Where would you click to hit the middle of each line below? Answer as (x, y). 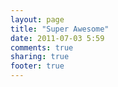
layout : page (37, 19)
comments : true (42, 47)
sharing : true (40, 57)
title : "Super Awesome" (60, 29)
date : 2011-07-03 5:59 (57, 38)
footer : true (37, 66)
